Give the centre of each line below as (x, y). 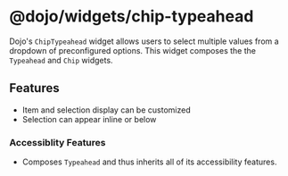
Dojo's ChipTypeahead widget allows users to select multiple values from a (144, 41)
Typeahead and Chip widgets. (61, 60)
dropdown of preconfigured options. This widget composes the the (133, 50)
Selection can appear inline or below (89, 119)
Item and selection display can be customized (106, 110)
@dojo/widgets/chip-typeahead (132, 17)
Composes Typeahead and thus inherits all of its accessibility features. (149, 162)
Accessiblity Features (58, 142)
